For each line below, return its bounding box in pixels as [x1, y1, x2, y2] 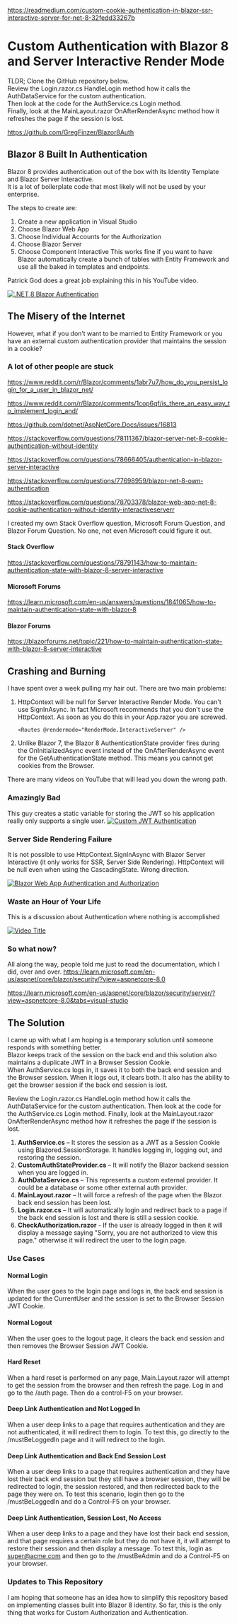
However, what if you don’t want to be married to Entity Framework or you [7, 329, 223, 338]
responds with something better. [7, 1043, 102, 1052]
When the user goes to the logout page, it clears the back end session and [7, 1334, 225, 1342]
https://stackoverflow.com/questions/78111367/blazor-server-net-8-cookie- [7, 434, 228, 442]
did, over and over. [7, 967, 62, 976]
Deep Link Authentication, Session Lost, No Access [7, 1514, 161, 1522]
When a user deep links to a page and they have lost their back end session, [7, 1529, 230, 1538]
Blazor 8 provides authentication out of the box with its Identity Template [7, 167, 219, 175]
